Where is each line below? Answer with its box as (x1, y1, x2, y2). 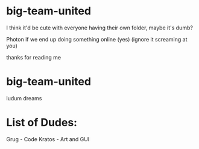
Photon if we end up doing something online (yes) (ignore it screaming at (6, 35, 188, 43)
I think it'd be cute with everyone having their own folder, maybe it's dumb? (6, 24, 193, 31)
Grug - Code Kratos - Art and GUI (6, 135, 90, 142)
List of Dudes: (6, 116, 77, 130)
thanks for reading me (6, 53, 62, 61)
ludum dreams (6, 94, 42, 102)
